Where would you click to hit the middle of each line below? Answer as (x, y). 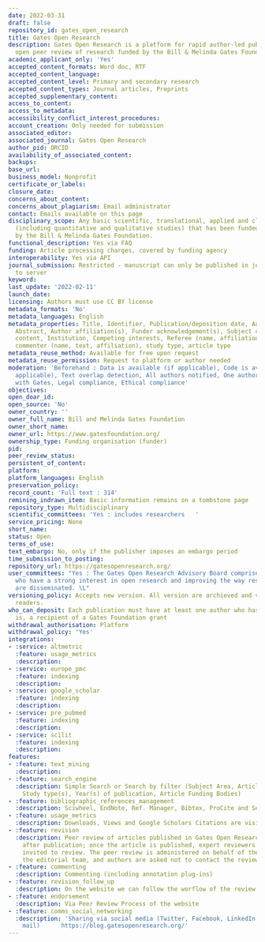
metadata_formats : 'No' (47, 309)
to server (31, 272)
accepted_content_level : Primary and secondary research (104, 81)
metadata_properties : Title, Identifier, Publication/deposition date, (128, 324)
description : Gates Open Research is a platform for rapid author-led (127, 45)
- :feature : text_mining (49, 764)
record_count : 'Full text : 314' (63, 493)
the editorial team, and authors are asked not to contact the (129, 860)
